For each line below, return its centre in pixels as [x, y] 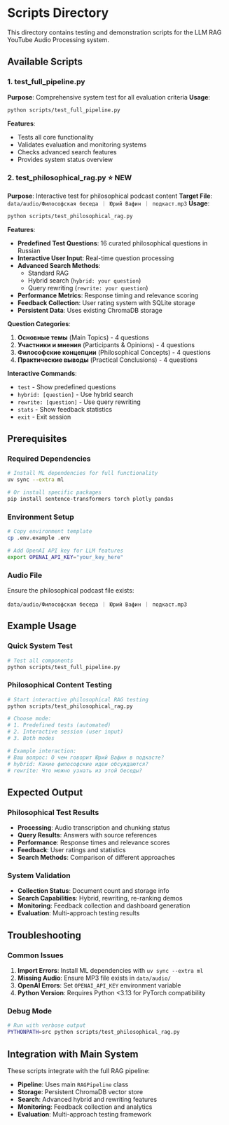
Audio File [25, 575]
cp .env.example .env [39, 538]
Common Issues [36, 955]
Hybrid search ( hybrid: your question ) [84, 280]
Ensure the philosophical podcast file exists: [71, 590]
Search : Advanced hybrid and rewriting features [87, 1099]
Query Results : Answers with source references [87, 835]
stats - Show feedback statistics [65, 409]
